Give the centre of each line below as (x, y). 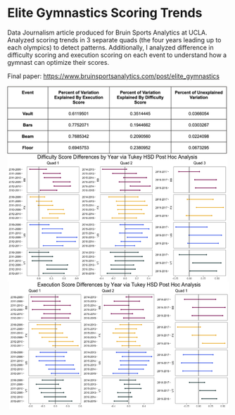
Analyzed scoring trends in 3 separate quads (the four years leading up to (114, 39)
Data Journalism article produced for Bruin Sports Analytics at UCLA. (107, 32)
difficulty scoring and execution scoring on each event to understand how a (117, 55)
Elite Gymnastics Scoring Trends (105, 13)
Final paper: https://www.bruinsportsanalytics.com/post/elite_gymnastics (114, 76)
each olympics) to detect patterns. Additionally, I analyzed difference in (111, 47)
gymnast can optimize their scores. (58, 62)
